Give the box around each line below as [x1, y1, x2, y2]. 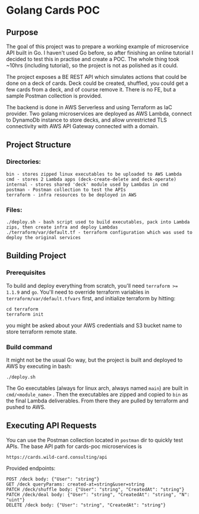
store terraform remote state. [6, 328, 77, 335]
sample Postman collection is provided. [6, 93, 103, 99]
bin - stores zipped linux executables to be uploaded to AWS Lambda [6, 171, 182, 177]
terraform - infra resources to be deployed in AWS [6, 192, 137, 198]
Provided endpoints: [6, 464, 56, 472]
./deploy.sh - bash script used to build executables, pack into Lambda [6, 219, 190, 225]
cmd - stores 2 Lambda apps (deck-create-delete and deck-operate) [6, 176, 177, 182]
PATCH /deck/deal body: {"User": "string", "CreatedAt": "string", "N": [6, 491, 190, 497]
